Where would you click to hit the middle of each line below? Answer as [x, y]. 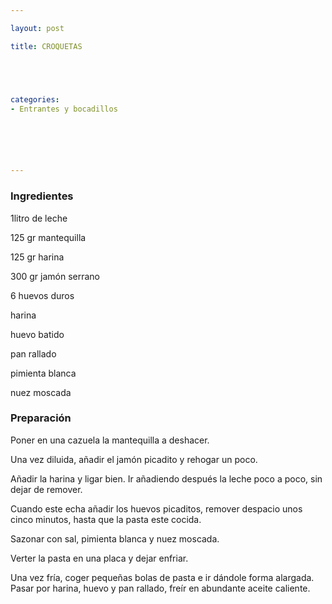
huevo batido [37, 334]
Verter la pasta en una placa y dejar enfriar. [99, 558]
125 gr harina [37, 257]
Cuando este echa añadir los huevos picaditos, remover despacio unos [156, 508]
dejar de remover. [46, 489]
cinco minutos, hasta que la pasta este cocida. [106, 519]
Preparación [41, 418]
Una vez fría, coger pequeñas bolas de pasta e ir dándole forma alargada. [162, 577]
